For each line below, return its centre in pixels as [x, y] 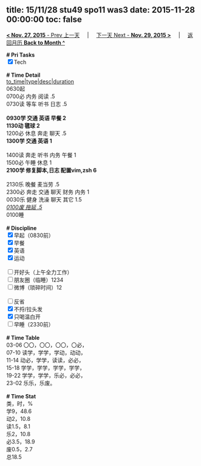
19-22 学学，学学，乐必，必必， [46, 375]
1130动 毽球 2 [23, 125]
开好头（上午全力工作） [43, 272]
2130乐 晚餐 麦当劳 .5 [33, 184]
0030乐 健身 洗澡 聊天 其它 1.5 [44, 199]
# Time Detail [23, 75]
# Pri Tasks [21, 55]
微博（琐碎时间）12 [38, 287]
